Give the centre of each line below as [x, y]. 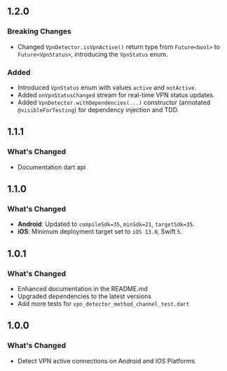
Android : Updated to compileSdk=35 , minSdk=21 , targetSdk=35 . [106, 224]
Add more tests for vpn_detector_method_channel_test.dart [103, 304]
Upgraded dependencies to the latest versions [84, 296]
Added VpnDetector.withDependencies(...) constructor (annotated [114, 102]
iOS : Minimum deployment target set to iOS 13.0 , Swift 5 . [100, 232]
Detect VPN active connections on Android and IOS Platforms [106, 360]
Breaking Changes [40, 31]
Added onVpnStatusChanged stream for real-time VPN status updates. [116, 94]
